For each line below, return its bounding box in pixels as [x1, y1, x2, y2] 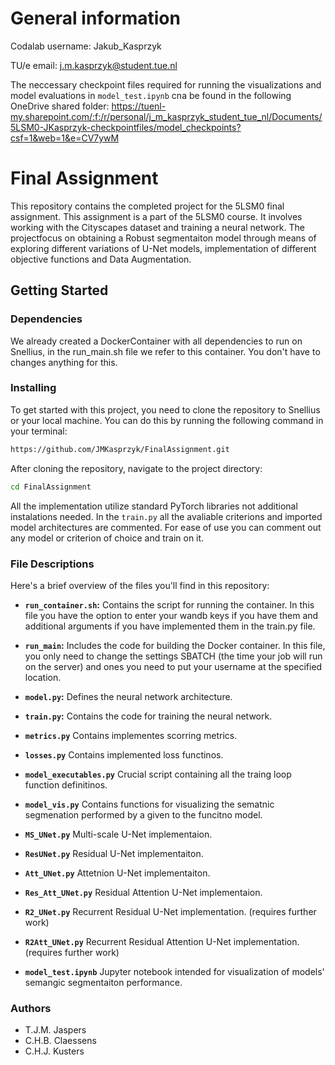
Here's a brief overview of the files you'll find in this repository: [10, 579, 270, 591]
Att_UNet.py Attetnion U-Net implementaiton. [24, 867, 211, 879]
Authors [10, 1001, 52, 1015]
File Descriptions [10, 557, 95, 571]
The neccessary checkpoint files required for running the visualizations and [10, 78, 322, 91]
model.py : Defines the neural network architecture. [24, 690, 233, 702]
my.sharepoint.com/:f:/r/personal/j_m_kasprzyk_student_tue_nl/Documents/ [10, 110, 323, 122]
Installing [10, 381, 57, 395]
